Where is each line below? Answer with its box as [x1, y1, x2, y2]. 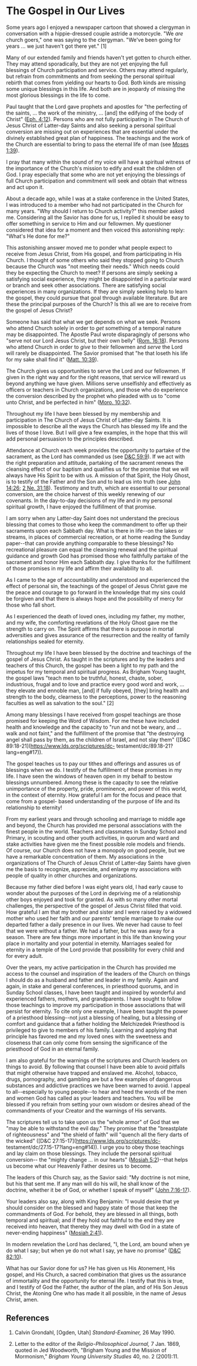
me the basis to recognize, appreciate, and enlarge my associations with [6, 865, 182, 872]
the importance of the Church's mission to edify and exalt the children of [6, 164, 182, 172]
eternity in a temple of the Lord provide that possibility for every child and [6, 946, 185, 953]
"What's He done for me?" [6, 232, 70, 240]
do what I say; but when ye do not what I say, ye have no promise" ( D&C [6, 1247, 181, 1254]
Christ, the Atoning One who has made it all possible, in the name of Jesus [6, 1289, 186, 1297]
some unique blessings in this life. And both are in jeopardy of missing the [6, 85, 185, 92]
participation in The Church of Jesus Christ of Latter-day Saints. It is [6, 416, 172, 423]
